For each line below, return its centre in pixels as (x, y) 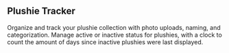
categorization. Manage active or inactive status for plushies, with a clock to (115, 35)
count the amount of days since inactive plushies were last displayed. (105, 42)
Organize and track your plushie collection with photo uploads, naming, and (114, 27)
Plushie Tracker (41, 11)
